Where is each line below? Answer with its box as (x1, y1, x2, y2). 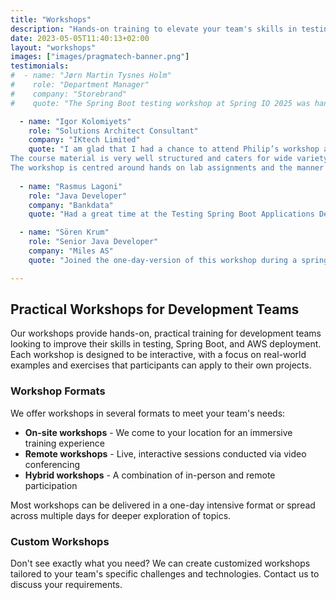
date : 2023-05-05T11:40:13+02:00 (10, 33, 150, 43)
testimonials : (10, 61, 70, 71)
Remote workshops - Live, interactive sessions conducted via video (24, 447, 307, 460)
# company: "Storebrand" (10, 89, 128, 99)
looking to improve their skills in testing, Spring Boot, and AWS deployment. (10, 338, 322, 350)
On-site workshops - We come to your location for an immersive (24, 426, 293, 438)
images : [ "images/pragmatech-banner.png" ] (10, 52, 190, 62)
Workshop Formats (10, 384, 106, 398)
